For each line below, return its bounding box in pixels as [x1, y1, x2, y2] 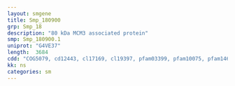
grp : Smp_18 [7, 23, 42, 30]
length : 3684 [7, 49, 49, 56]
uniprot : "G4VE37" [7, 42, 61, 49]
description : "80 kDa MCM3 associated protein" [7, 29, 149, 37]
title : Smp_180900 [7, 17, 61, 24]
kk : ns [7, 62, 27, 69]
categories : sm [7, 68, 52, 75]
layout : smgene [7, 10, 52, 17]
